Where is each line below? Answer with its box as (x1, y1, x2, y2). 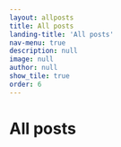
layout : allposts (9, 13, 74, 22)
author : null (9, 64, 58, 73)
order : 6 (9, 80, 42, 89)
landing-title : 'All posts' (9, 30, 115, 39)
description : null (9, 47, 78, 56)
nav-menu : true (9, 38, 66, 48)
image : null (9, 55, 54, 64)
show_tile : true (9, 72, 70, 81)
